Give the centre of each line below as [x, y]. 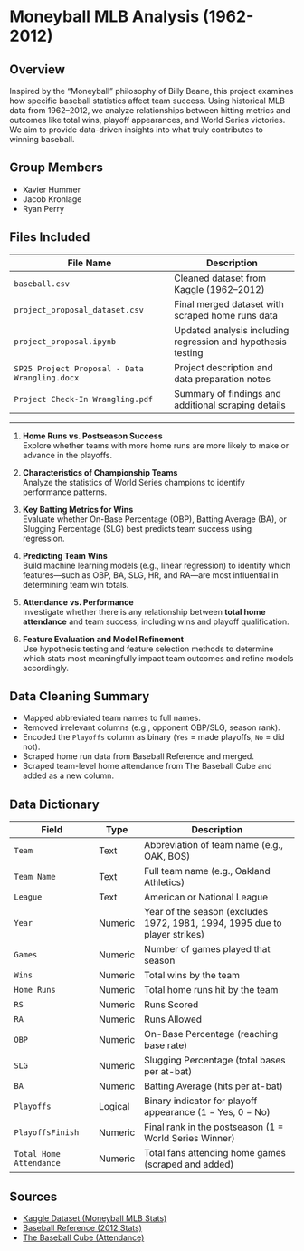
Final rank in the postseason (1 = [214, 1127]
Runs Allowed [172, 1019]
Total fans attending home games [215, 1153]
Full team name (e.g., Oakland [207, 871]
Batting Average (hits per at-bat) [213, 1086]
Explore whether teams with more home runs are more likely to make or [156, 445]
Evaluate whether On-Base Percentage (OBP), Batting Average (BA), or [155, 519]
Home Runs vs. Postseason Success [92, 436]
